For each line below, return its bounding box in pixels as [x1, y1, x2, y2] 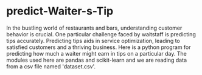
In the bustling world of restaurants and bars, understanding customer [6, 24, 183, 31]
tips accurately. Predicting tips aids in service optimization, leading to [6, 37, 181, 44]
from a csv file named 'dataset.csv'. [6, 62, 96, 70]
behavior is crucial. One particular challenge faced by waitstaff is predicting [6, 30, 196, 37]
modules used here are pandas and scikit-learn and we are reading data [6, 56, 187, 64]
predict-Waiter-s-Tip [6, 4, 114, 18]
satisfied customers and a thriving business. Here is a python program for [6, 44, 191, 51]
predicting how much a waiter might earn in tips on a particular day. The [6, 50, 187, 57]
